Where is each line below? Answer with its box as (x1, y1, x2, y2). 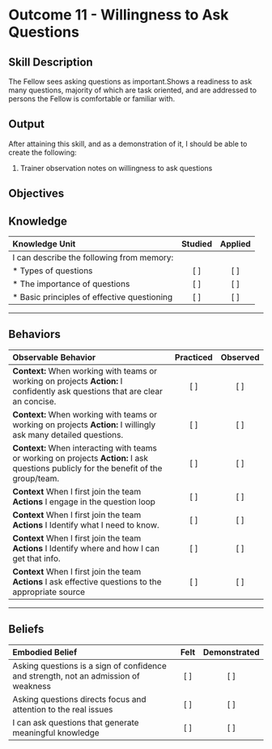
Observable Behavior (12, 351, 96, 362)
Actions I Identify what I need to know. (12, 519, 159, 530)
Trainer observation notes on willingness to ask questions (19, 163, 213, 173)
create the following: (8, 148, 77, 157)
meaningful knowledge (12, 727, 100, 738)
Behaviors (8, 327, 61, 341)
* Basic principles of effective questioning (12, 292, 173, 303)
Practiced (174, 351, 213, 362)
